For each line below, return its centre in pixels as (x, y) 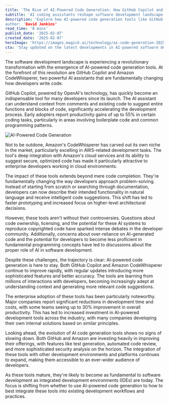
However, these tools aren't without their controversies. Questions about (80, 218)
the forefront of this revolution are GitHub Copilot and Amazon (70, 72)
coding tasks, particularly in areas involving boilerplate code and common (82, 120)
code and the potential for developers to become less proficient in (74, 239)
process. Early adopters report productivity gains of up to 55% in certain (80, 114)
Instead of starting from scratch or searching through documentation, (77, 187)
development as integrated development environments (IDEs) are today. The (84, 380)
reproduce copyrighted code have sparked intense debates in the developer (84, 228)
